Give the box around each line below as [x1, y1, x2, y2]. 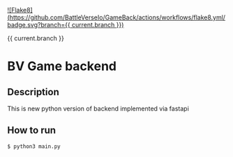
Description [7, 86, 59, 98]
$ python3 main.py [7, 142, 61, 150]
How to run [7, 124, 57, 136]
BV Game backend [7, 58, 117, 74]
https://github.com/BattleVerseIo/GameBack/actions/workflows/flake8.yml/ [9, 13, 225, 22]
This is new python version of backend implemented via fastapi [7, 104, 190, 113]
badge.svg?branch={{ [7, 21, 71, 28]
